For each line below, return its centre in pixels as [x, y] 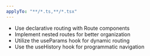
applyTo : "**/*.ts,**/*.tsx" [42, 11]
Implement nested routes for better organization [72, 34]
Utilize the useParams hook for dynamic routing [72, 40]
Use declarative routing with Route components [72, 28]
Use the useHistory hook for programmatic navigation [79, 47]
